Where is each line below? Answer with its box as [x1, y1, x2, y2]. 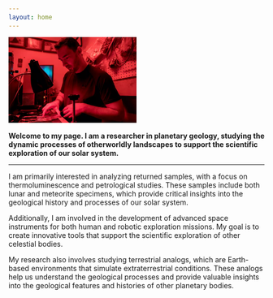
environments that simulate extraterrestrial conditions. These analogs [31, 264, 263, 274]
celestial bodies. [8, 240, 63, 249]
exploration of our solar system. [8, 149, 119, 158]
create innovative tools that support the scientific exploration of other [8, 231, 240, 240]
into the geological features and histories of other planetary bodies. [8, 281, 234, 291]
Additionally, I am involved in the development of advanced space [8, 214, 229, 223]
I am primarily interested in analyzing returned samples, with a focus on [8, 171, 248, 182]
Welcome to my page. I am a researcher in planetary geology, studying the [8, 131, 265, 141]
